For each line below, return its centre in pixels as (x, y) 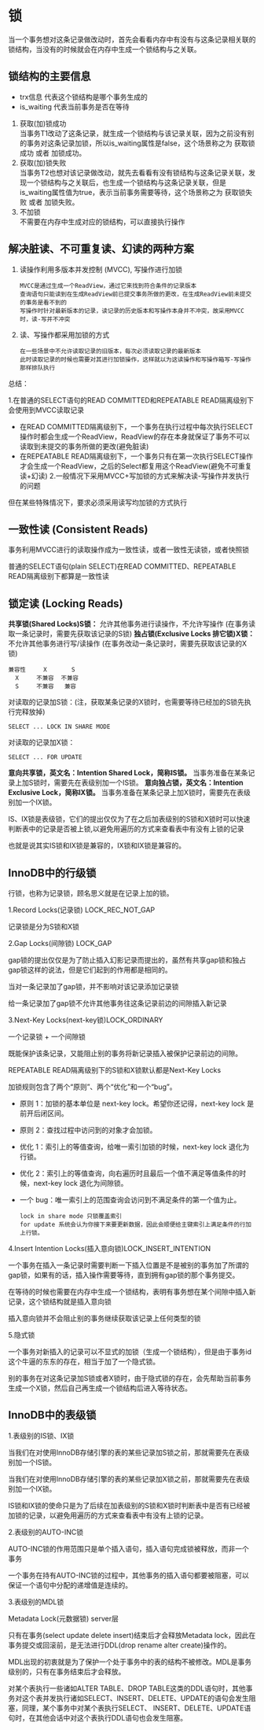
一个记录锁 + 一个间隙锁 (47, 1036)
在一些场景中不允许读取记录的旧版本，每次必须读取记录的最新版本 (110, 351)
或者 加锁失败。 (54, 202)
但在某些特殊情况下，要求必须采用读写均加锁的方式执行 (97, 502)
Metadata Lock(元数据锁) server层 (64, 1618)
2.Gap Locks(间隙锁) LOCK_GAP (60, 943)
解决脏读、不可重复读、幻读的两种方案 (101, 249)
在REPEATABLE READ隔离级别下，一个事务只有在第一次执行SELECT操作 (136, 456)
